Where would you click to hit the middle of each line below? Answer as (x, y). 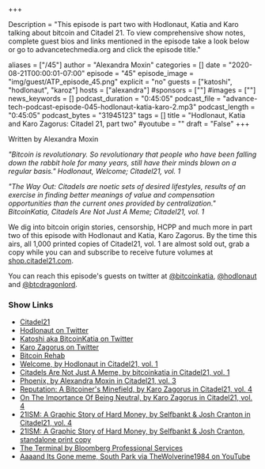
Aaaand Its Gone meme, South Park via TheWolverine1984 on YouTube (135, 456)
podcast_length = (227, 107)
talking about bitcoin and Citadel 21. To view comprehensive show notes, (127, 33)
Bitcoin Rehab (42, 356)
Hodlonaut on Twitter (54, 331)
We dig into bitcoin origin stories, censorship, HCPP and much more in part (131, 227)
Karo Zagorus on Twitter (59, 347)
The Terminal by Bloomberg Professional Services (101, 448)
